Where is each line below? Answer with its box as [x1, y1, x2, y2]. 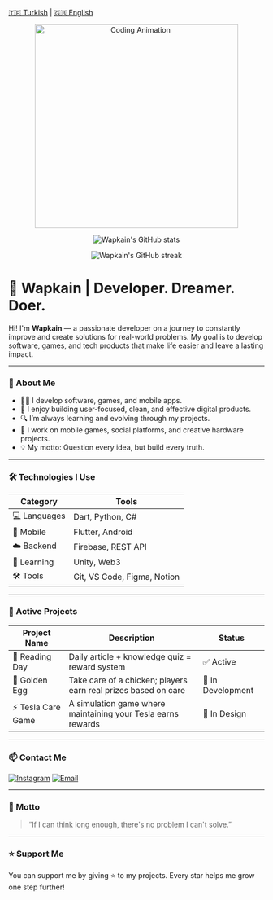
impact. [8, 349, 34, 358]
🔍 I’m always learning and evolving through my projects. [19, 414, 210, 424]
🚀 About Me [8, 377, 56, 389]
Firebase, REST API [73, 542, 148, 553]
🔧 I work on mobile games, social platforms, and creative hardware [19, 425, 244, 435]
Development [202, 684, 254, 696]
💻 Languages [12, 510, 67, 521]
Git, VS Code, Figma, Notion [73, 571, 180, 582]
